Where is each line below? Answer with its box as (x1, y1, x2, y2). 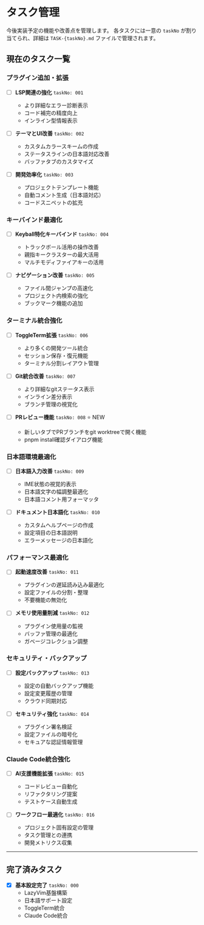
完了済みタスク (6, 864, 63, 875)
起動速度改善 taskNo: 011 (15, 568, 79, 576)
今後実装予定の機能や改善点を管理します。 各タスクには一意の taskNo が (6, 27, 186, 34)
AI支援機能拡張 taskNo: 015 (15, 770, 84, 777)
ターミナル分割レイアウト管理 (24, 359, 99, 366)
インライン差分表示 (24, 393, 73, 400)
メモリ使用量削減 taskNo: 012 (15, 609, 90, 617)
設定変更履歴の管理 (24, 689, 73, 696)
